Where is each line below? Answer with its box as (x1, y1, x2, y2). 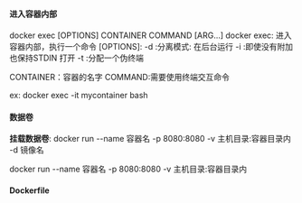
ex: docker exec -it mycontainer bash (9, 90, 148, 101)
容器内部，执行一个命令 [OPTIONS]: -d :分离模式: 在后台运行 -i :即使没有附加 (9, 42, 294, 52)
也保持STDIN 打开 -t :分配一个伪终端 (9, 52, 145, 63)
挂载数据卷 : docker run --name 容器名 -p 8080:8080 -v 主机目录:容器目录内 (9, 134, 291, 144)
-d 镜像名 (9, 144, 44, 155)
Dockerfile (9, 185, 50, 196)
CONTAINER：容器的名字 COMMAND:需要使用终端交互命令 (9, 72, 231, 83)
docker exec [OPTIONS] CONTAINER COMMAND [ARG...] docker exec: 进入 (9, 30, 292, 41)
